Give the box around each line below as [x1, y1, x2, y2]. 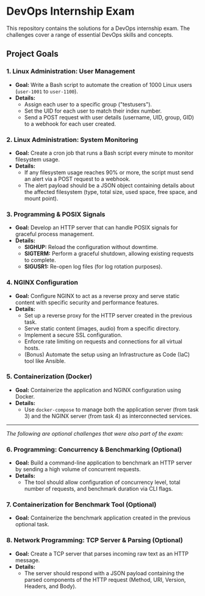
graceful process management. [15, 231, 95, 238]
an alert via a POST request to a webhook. [24, 175, 131, 182]
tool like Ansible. [24, 357, 66, 365]
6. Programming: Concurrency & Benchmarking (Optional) [6, 445, 182, 453]
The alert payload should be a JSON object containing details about [24, 182, 195, 189]
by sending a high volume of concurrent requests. [15, 466, 142, 473]
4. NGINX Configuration [6, 278, 78, 287]
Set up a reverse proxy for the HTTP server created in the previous [24, 311, 192, 319]
